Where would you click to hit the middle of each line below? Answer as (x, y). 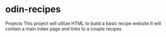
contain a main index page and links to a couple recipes (63, 28)
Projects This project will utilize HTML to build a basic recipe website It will (83, 23)
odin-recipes (33, 9)
